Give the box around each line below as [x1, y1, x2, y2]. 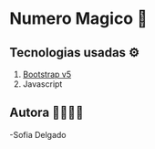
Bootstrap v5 [22, 69, 71, 80]
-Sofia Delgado [9, 129, 67, 140]
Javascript [22, 79, 63, 90]
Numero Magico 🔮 [9, 8, 148, 29]
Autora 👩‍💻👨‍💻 [9, 105, 84, 121]
